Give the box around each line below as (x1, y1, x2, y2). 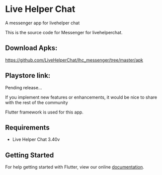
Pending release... (5, 84, 42, 90)
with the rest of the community (5, 99, 68, 105)
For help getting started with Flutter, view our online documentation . (5, 164, 144, 170)
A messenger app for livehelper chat (5, 20, 80, 26)
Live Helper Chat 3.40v (12, 136, 60, 142)
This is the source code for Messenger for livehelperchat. (5, 29, 123, 35)
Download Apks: (5, 44, 58, 53)
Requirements (5, 123, 50, 132)
